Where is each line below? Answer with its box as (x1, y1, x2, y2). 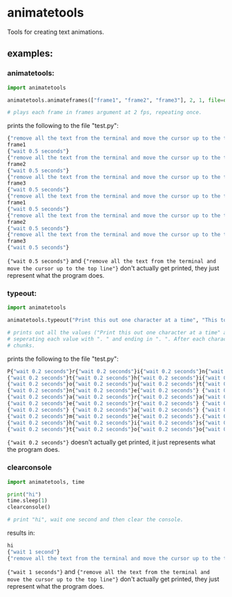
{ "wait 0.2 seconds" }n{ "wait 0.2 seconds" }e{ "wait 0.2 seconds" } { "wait (7, 387, 221, 395)
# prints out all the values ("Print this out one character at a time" (7, 330, 221, 337)
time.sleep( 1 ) (7, 497, 48, 504)
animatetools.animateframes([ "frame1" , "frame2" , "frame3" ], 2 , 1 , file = (7, 97, 224, 104)
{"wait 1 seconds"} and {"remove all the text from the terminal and (7, 567, 211, 576)
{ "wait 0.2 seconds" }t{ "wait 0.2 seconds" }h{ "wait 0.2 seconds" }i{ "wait (7, 375, 221, 381)
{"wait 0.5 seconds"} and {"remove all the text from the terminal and (7, 257, 216, 265)
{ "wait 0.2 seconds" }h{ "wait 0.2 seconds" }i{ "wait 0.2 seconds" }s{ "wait (7, 419, 221, 426)
